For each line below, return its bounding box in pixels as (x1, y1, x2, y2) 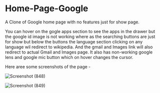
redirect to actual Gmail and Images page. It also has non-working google (5, 49, 153, 55)
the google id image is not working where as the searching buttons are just (5, 34, 156, 39)
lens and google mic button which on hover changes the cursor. (5, 54, 133, 60)
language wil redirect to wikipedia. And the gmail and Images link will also (5, 44, 153, 50)
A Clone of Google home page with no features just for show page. (5, 19, 140, 25)
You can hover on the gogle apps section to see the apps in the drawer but (5, 28, 155, 34)
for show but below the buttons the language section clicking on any (5, 38, 143, 44)
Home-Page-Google (5, 3, 89, 14)
